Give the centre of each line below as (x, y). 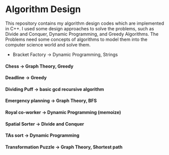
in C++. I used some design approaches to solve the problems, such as (80, 28)
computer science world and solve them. (48, 44)
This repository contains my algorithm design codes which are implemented (84, 23)
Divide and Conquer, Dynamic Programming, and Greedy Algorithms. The (82, 34)
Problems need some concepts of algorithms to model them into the (76, 39)
